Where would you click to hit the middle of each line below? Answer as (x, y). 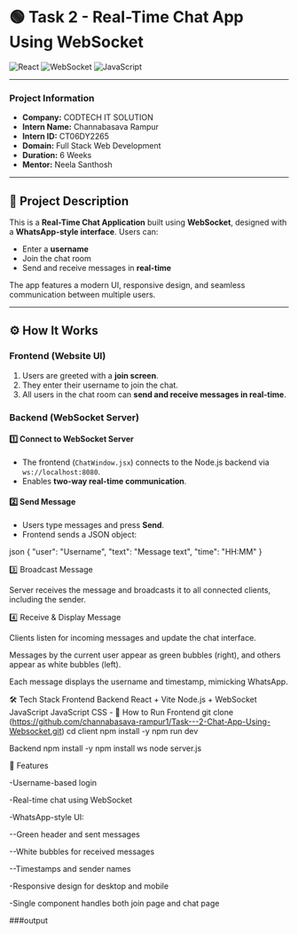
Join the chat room (56, 259)
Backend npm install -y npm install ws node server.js (106, 748)
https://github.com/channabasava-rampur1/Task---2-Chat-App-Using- (141, 722)
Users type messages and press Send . (93, 525)
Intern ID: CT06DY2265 (65, 136)
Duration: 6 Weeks (57, 156)
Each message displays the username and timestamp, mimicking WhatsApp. (149, 682)
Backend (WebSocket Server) (74, 417)
